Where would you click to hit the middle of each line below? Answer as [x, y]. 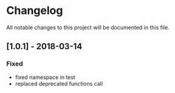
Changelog [35, 11]
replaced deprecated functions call [59, 83]
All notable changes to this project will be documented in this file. [88, 27]
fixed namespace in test [45, 77]
